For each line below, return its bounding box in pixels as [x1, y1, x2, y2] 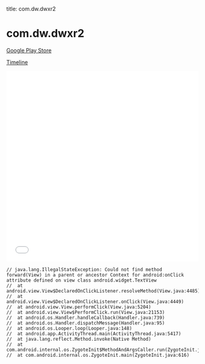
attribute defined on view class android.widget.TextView [6, 277, 157, 283]
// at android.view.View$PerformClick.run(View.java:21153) [6, 309, 165, 315]
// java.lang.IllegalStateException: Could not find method [6, 266, 163, 272]
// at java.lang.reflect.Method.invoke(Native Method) [6, 336, 151, 342]
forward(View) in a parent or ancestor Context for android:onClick [6, 272, 184, 278]
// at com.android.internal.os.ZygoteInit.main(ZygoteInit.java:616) [6, 352, 190, 358]
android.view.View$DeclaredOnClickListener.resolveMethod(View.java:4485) [6, 288, 201, 294]
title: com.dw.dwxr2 [6, 5, 56, 12]
